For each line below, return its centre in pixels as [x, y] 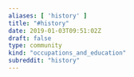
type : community [35, 46]
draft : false [30, 38]
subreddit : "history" [44, 61]
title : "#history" [39, 23]
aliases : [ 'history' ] [48, 16]
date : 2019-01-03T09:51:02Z [55, 30]
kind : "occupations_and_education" [67, 53]
